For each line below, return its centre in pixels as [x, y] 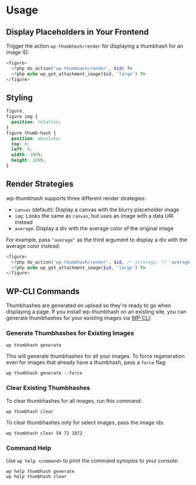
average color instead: [33, 246]
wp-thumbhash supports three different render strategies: [76, 198]
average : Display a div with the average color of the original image [94, 228]
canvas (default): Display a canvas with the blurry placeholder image [97, 210]
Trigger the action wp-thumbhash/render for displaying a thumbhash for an [95, 46]
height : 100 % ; [28, 160]
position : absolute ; [36, 139]
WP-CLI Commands [43, 291]
